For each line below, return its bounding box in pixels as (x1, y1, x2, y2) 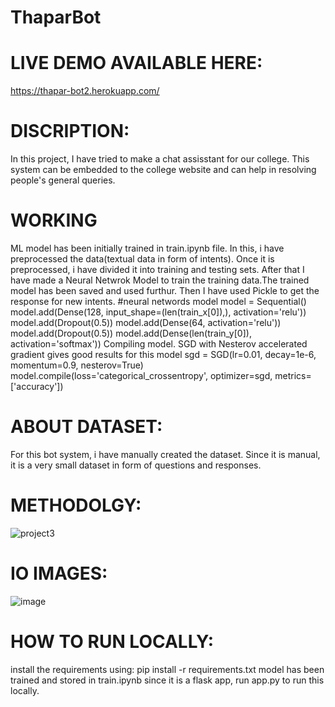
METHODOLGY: (10, 494, 142, 517)
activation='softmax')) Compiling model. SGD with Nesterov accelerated (10, 338, 308, 350)
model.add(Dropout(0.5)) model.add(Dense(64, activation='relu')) (10, 317, 282, 328)
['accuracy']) (10, 381, 64, 392)
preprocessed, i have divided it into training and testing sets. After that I (10, 264, 305, 275)
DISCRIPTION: (10, 120, 130, 143)
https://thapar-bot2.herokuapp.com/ (10, 85, 160, 97)
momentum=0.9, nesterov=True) (10, 359, 144, 371)
